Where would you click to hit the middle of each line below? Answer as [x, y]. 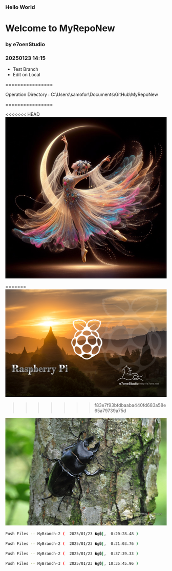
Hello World [20, 7]
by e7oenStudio [25, 45]
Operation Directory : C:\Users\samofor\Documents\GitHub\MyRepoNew [82, 95]
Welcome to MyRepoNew [60, 28]
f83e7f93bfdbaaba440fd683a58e [130, 405]
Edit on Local [26, 75]
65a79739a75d [110, 411]
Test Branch [25, 69]
